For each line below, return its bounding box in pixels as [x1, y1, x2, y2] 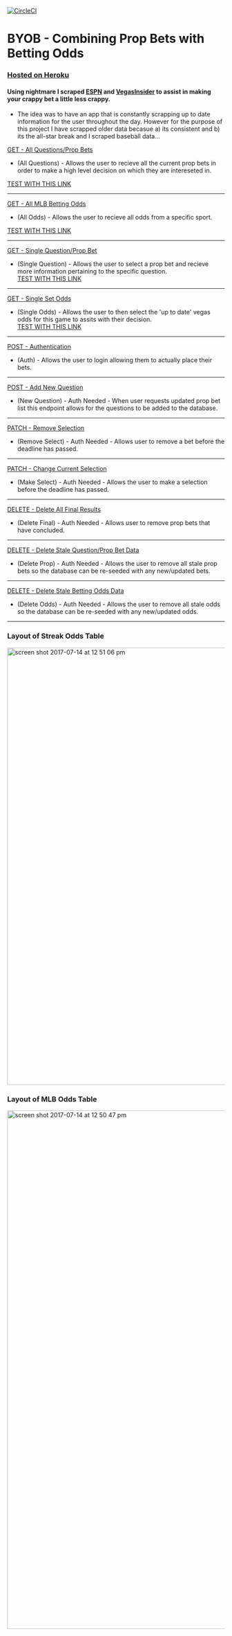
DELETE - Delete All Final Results [7, 506, 101, 514]
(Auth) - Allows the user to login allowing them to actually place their [17, 356, 213, 364]
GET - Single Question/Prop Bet [7, 247, 97, 255]
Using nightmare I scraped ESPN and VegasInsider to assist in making [7, 87, 212, 96]
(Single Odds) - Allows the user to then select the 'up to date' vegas [17, 308, 211, 317]
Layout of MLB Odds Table [7, 1094, 97, 1104]
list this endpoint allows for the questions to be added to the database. [17, 404, 218, 412]
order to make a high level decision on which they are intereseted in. [17, 166, 212, 175]
